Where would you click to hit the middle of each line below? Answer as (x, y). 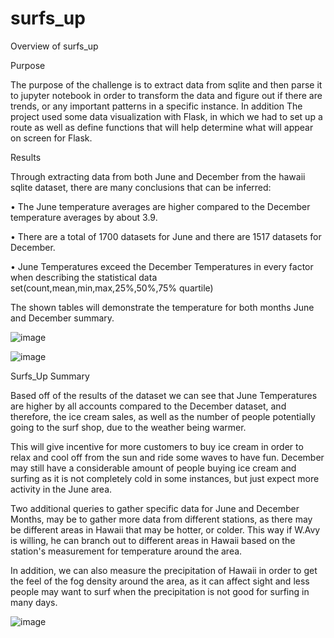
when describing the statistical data (84, 277)
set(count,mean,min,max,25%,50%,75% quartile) (112, 288)
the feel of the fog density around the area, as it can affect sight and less (160, 581)
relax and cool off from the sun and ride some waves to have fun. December (167, 457)
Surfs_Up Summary (50, 376)
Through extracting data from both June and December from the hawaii (158, 176)
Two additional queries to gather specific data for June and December (155, 508)
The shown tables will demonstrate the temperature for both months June (162, 307)
